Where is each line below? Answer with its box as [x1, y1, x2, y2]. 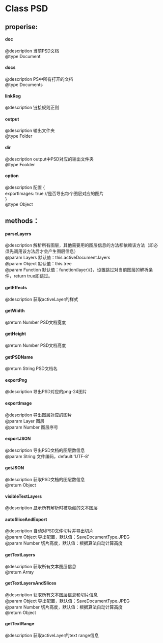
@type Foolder [5, 161, 35, 167]
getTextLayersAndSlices [5, 580, 56, 586]
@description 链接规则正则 [5, 104, 59, 111]
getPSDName [5, 354, 33, 360]
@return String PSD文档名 [5, 366, 58, 371]
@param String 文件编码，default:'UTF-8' [5, 453, 89, 459]
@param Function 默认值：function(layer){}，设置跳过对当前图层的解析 [5, 267, 149, 273]
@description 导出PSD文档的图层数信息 [5, 447, 85, 453]
